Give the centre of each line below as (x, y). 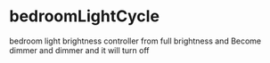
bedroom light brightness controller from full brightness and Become (135, 41)
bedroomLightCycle (85, 16)
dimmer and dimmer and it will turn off (79, 50)
